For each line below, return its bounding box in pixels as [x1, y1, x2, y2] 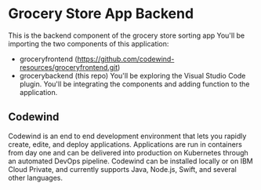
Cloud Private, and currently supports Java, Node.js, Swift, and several [8, 164, 237, 174]
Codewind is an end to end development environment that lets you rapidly [8, 131, 247, 141]
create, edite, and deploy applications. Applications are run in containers [8, 139, 243, 149]
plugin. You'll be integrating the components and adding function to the [19, 79, 250, 89]
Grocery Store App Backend [8, 5, 194, 23]
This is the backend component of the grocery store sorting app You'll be [8, 31, 245, 40]
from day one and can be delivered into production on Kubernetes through [8, 148, 248, 157]
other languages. [8, 173, 63, 182]
